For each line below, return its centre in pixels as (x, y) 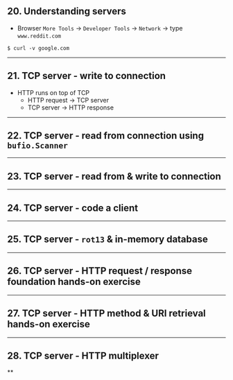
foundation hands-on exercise (74, 282)
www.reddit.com (39, 36)
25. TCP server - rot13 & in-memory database (107, 240)
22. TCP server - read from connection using (106, 136)
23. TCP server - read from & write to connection (114, 176)
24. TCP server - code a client (73, 208)
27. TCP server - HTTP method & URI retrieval (106, 314)
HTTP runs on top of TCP (53, 92)
